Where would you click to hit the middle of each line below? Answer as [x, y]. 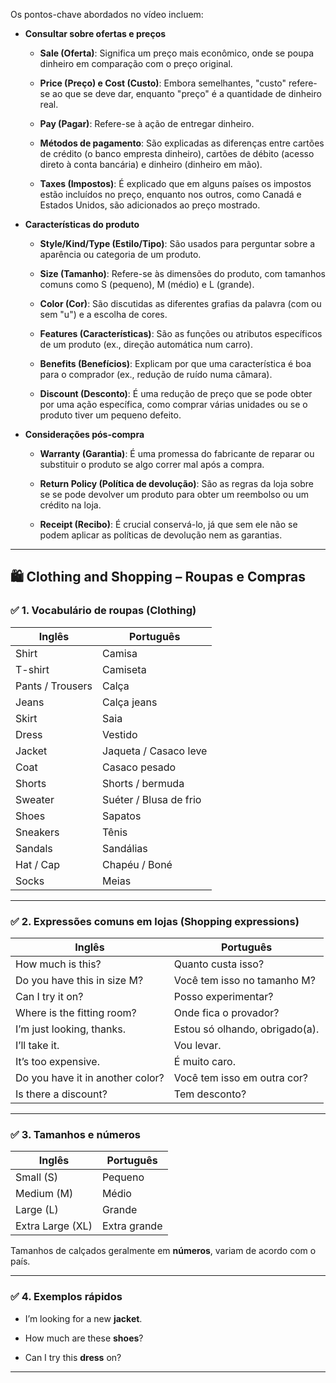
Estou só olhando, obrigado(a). [246, 1029]
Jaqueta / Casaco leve [155, 751]
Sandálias [125, 848]
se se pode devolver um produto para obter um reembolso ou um [174, 494]
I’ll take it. [37, 1045]
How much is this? [58, 964]
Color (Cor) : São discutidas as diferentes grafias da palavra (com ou [180, 303]
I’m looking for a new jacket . [83, 1318]
